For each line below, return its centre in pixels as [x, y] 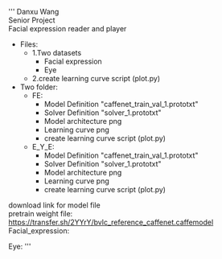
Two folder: [39, 87]
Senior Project [32, 20]
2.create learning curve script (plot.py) [96, 78]
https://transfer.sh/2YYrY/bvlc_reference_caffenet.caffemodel [111, 222]
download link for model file [54, 205]
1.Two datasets [57, 53]
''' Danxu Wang [34, 12]
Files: [29, 44]
